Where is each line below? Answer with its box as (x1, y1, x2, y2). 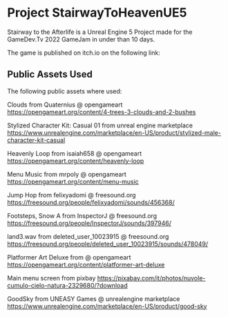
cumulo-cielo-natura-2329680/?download (7, 281, 128, 289)
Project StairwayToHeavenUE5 (7, 5, 187, 21)
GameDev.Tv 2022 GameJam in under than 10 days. (7, 35, 155, 43)
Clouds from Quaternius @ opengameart (7, 100, 123, 109)
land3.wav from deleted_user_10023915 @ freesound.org (7, 232, 169, 240)
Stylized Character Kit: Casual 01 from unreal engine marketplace (7, 121, 193, 129)
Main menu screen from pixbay (7, 273, 96, 282)
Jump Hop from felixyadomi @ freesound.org (7, 190, 136, 199)
